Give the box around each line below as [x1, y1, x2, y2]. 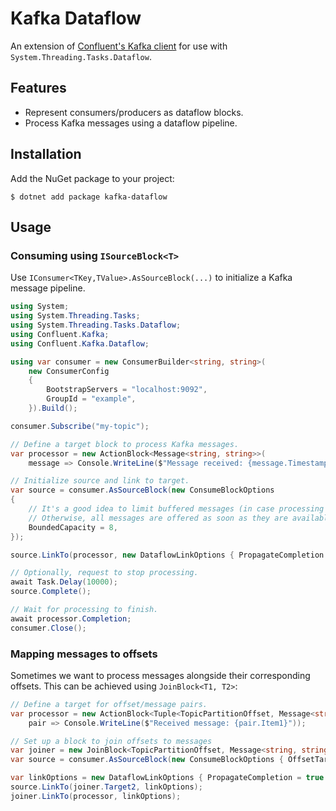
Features [10, 80, 67, 97]
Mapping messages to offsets [10, 647, 158, 661]
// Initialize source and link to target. [10, 476, 190, 486]
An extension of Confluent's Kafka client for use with [10, 40, 228, 52]
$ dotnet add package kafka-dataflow [10, 192, 168, 202]
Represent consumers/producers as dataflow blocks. [24, 106, 244, 118]
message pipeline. [10, 282, 86, 294]
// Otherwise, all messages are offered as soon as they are [28, 513, 288, 523]
